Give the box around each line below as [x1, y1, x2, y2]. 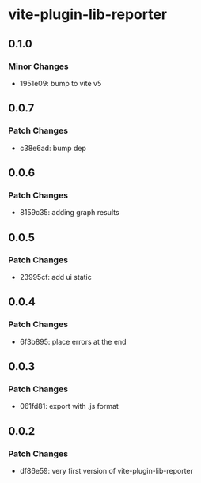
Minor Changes [8, 61, 69, 72]
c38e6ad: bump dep [19, 143, 87, 153]
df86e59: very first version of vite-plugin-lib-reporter [19, 466, 194, 475]
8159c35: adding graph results [19, 208, 120, 217]
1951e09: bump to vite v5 [19, 78, 102, 88]
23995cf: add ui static [19, 272, 93, 281]
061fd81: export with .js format [19, 402, 119, 411]
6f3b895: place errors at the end [19, 337, 127, 346]
